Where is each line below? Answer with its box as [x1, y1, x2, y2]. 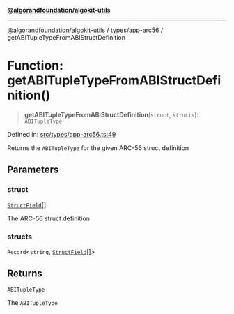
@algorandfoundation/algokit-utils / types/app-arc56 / [7, 26, 164, 34]
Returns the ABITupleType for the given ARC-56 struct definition [7, 143, 189, 152]
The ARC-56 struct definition [7, 214, 91, 223]
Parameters [7, 164, 59, 176]
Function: [7, 58, 64, 74]
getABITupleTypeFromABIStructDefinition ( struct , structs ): [24, 110, 199, 119]
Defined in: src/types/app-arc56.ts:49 [7, 130, 116, 138]
